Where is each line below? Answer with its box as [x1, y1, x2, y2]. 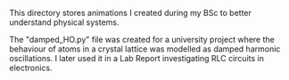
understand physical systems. [9, 17, 120, 28]
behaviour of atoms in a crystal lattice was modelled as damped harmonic [9, 44, 281, 54]
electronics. [9, 62, 53, 73]
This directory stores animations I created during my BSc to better [9, 8, 252, 18]
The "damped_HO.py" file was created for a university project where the [9, 35, 275, 44]
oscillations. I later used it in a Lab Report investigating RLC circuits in [9, 53, 265, 63]
